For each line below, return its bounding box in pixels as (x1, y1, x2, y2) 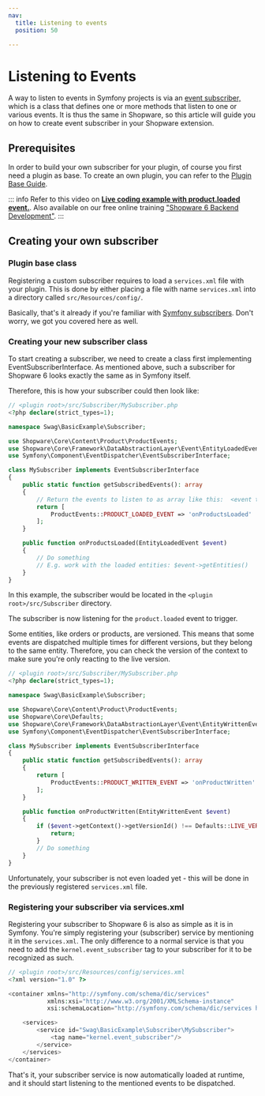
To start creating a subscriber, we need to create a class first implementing (8, 354, 252, 363)
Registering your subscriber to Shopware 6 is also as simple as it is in (8, 919, 233, 928)
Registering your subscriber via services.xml (8, 902, 185, 913)
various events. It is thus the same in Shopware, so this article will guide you (8, 110, 256, 119)
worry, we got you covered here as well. (8, 316, 139, 326)
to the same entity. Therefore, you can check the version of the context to (8, 646, 248, 656)
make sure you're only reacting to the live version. (8, 654, 171, 664)
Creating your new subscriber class (8, 336, 148, 347)
